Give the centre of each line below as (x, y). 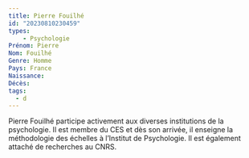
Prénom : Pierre (34, 46)
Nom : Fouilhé (30, 53)
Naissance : (27, 76)
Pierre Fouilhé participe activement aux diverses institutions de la (116, 121)
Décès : (19, 83)
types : (19, 31)
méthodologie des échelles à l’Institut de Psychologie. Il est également (124, 139)
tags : (17, 91)
